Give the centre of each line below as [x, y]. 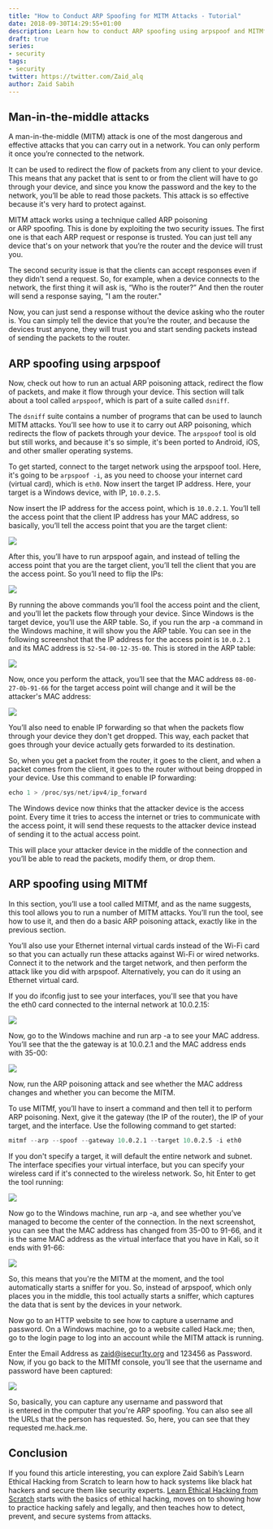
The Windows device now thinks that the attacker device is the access [126, 808]
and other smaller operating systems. [71, 451]
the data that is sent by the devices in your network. [95, 1304]
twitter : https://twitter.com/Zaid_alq [76, 76]
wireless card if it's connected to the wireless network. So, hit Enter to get [132, 1173]
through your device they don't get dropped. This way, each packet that [129, 736]
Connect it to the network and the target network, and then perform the [128, 963]
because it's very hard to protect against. [77, 204]
